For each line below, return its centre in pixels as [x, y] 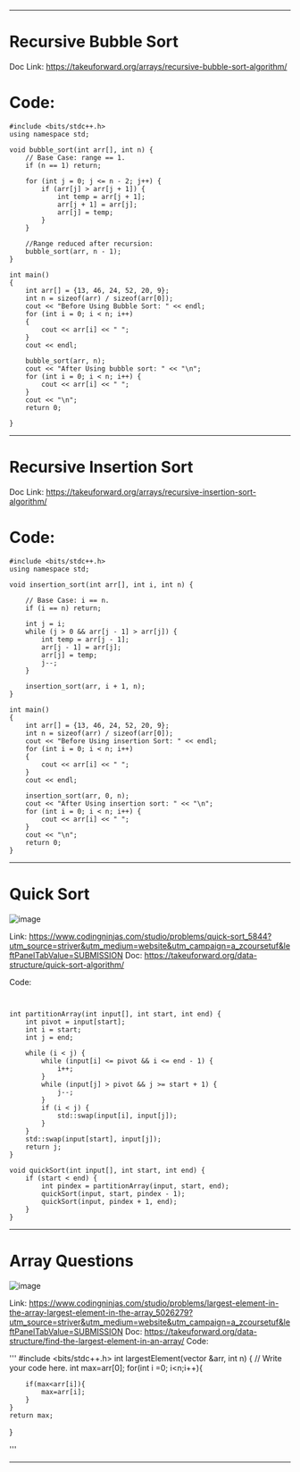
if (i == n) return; [63, 608]
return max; [31, 1415]
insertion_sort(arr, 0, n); [77, 796]
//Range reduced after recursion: [89, 243]
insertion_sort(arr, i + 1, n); [85, 686]
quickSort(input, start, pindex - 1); [113, 1193]
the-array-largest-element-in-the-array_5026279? [101, 1312]
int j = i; [46, 623]
